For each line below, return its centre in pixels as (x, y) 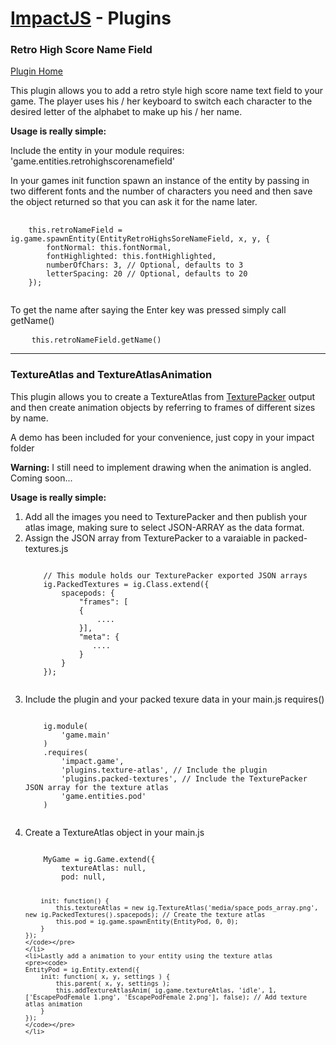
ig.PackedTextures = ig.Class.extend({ (126, 584)
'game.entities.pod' (104, 796)
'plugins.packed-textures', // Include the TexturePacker (184, 778)
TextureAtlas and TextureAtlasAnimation (111, 375)
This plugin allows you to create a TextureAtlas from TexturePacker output (163, 396)
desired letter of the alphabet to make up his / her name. (126, 112)
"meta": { (99, 637)
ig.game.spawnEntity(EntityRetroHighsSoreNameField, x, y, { (140, 239)
